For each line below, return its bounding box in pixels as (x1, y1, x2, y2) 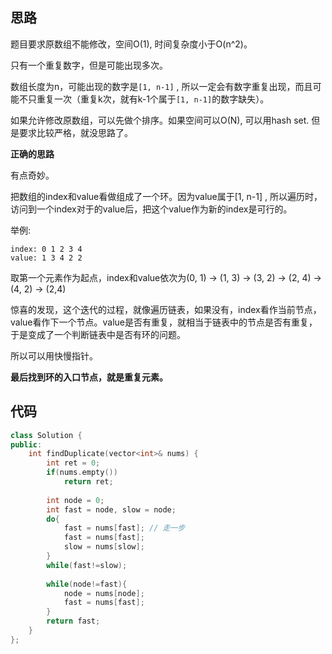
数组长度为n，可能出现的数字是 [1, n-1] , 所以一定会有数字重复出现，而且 (10, 80, 313, 92)
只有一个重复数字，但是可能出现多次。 (10, 59, 168, 71)
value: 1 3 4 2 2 (10, 253, 83, 263)
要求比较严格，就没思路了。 (18, 126, 133, 138)
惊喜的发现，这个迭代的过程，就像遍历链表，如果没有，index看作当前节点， (10, 303, 322, 315)
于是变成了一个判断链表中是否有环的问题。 (10, 328, 186, 340)
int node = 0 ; (46, 495, 105, 505)
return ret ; (63, 477, 114, 487)
